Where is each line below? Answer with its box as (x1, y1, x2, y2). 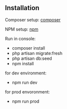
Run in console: (5, 36, 36, 41)
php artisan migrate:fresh (12, 50, 63, 56)
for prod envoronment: (5, 89, 50, 94)
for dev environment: (5, 70, 47, 76)
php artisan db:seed (12, 55, 52, 61)
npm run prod (12, 98, 40, 104)
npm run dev (12, 79, 38, 85)
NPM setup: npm (5, 26, 39, 32)
